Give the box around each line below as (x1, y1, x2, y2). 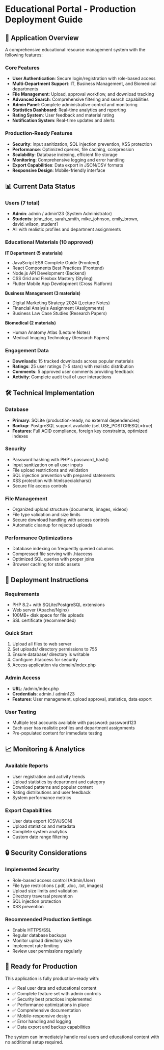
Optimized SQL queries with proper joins (12, 556, 95, 562)
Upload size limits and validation (12, 888, 78, 893)
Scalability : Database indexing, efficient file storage (12, 152, 118, 158)
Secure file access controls (12, 483, 68, 488)
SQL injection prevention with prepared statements (12, 472, 115, 478)
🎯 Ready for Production (5, 962, 78, 971)
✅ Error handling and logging (12, 1018, 71, 1024)
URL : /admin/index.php (12, 686, 59, 691)
